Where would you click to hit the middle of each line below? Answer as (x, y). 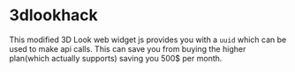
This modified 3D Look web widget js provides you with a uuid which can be (148, 40)
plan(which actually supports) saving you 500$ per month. (116, 58)
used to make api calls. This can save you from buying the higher (128, 48)
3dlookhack (54, 15)
